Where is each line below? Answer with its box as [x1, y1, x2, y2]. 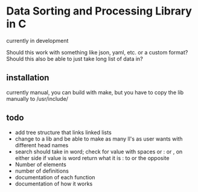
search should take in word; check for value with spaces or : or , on [14, 148, 183, 155]
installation [6, 72, 49, 83]
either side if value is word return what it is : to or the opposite [14, 154, 170, 161]
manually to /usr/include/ [6, 95, 68, 102]
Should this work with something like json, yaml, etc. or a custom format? [6, 48, 188, 56]
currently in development [6, 37, 69, 44]
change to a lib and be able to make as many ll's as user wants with [14, 135, 183, 142]
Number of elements [14, 161, 66, 168]
